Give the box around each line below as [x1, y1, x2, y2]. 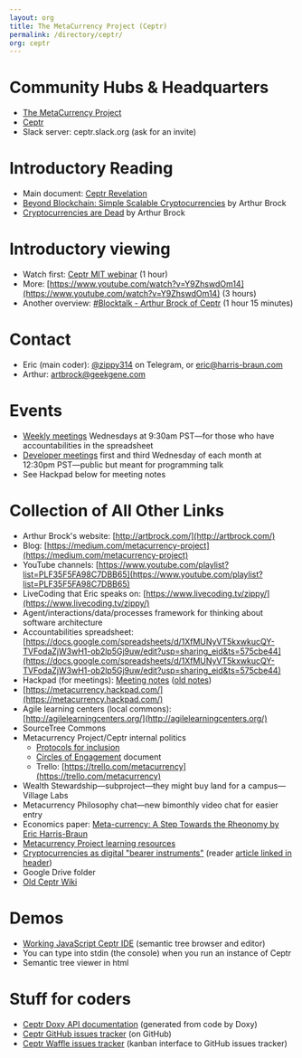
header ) [22, 856, 52, 868]
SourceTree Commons [22, 723, 107, 733]
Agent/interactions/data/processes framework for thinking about [22, 607, 264, 618]
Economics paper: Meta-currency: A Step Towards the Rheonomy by [22, 818, 279, 829]
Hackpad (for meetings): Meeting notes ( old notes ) [22, 675, 212, 685]
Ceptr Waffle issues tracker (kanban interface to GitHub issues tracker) [22, 1037, 288, 1049]
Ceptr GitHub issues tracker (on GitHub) [22, 1028, 172, 1039]
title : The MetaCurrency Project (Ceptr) [9, 22, 168, 31]
